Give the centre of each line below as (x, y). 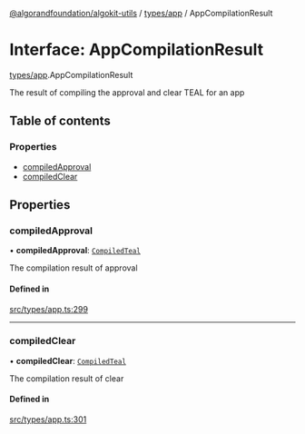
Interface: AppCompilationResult (137, 50)
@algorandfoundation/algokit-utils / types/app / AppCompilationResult (141, 13)
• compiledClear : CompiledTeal (68, 360)
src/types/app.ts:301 (48, 419)
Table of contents (60, 121)
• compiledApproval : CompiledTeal (75, 251)
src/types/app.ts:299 (49, 309)
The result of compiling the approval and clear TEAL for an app (127, 92)
